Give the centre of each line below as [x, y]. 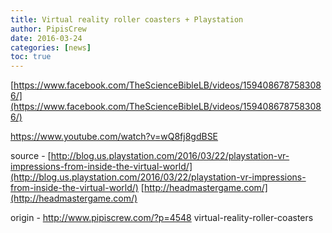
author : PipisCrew [48, 29]
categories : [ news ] [51, 47]
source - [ [31, 156]
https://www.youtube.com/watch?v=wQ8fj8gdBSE [114, 137]
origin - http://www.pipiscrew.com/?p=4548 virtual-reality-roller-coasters [162, 218]
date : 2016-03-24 [46, 38]
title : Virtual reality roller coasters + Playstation [127, 19]
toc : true [31, 57]
